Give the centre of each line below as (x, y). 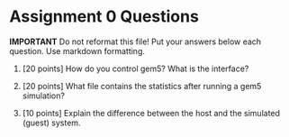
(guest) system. (51, 123)
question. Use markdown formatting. (77, 50)
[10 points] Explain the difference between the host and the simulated (151, 113)
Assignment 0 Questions (104, 17)
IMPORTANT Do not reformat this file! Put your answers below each (135, 41)
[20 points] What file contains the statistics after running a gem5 (142, 86)
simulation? (44, 96)
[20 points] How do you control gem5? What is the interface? (135, 68)
